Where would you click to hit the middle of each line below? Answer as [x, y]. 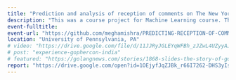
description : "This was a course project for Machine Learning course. [114, 20]
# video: [20, 46]
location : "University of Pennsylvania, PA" [73, 40]
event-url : [23, 33]
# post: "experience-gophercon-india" [64, 53]
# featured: [25, 59]
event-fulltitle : [33, 26]
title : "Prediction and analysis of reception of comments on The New [113, 14]
